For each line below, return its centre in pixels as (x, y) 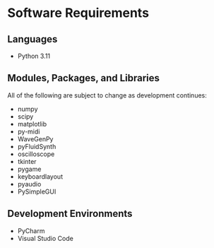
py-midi (29, 131)
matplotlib (32, 124)
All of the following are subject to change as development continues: (107, 95)
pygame (29, 169)
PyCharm (31, 230)
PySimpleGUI (37, 191)
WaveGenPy (35, 138)
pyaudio (29, 184)
